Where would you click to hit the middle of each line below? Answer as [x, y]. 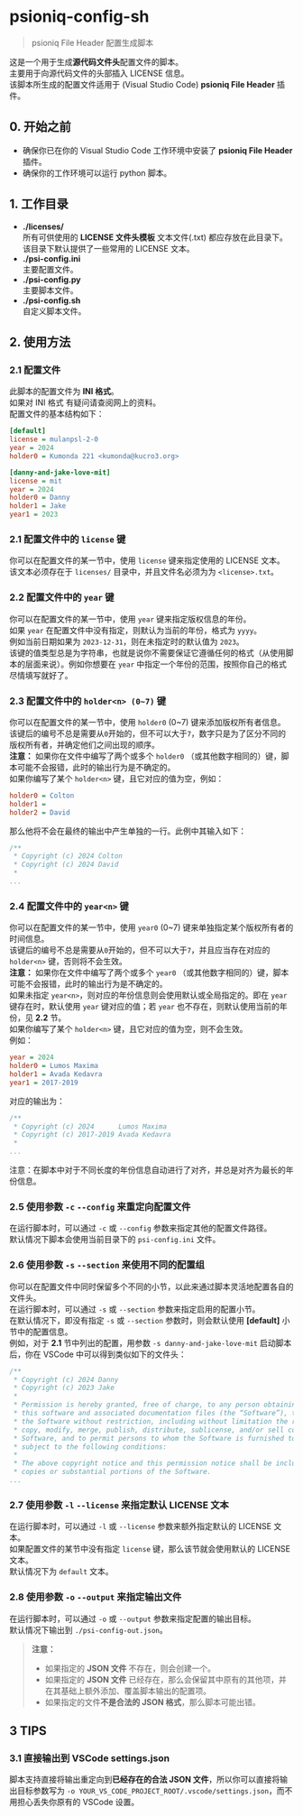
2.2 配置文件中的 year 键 [62, 597]
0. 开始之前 [40, 127]
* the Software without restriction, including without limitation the [151, 1421]
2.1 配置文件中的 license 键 [68, 539]
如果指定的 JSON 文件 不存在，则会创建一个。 [130, 1668]
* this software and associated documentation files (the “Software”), [151, 1414]
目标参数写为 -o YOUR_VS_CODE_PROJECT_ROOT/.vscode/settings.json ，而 [151, 1791]
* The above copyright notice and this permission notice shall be [142, 1463]
